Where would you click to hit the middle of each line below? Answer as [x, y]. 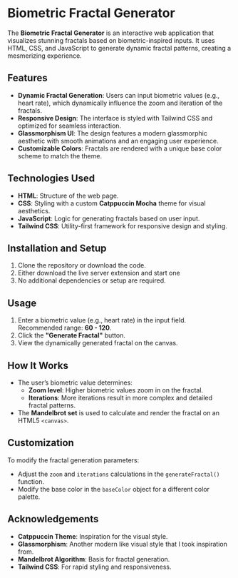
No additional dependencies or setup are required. [92, 280]
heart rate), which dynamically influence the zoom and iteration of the [120, 103]
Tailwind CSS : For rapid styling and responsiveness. [94, 567]
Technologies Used [51, 179]
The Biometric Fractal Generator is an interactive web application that [110, 33]
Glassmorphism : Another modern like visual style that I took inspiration [123, 544]
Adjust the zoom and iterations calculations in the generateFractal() [119, 474]
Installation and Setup [57, 248]
